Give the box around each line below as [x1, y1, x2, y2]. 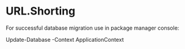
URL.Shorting [5, 4, 76, 18]
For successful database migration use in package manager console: [5, 24, 180, 31]
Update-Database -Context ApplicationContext [5, 36, 124, 43]
